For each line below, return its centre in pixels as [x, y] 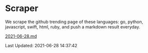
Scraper [22, 8]
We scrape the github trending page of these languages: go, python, [74, 22]
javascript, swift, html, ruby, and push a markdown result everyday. [73, 26]
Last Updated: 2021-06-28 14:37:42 [41, 45]
